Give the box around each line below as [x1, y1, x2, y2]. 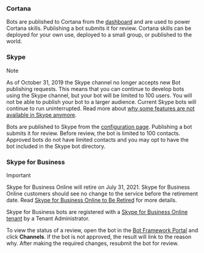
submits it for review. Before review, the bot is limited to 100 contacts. [6, 130, 181, 137]
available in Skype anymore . [6, 111, 77, 119]
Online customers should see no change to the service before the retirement [6, 189, 199, 197]
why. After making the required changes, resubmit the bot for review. [6, 240, 179, 247]
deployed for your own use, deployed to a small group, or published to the [6, 31, 192, 38]
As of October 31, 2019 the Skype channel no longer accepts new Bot [6, 78, 181, 86]
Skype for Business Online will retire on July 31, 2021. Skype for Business [6, 183, 190, 191]
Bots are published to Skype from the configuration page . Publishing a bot [6, 123, 192, 130]
